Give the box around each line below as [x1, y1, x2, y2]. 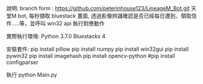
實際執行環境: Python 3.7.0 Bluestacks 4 [6, 33, 106, 40]
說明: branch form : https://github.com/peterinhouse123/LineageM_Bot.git [6, 5, 190, 11]
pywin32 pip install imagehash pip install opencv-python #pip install [6, 53, 175, 59]
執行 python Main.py [6, 71, 57, 78]
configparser [6, 59, 39, 66]
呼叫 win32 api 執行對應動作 [35, 20, 105, 27]
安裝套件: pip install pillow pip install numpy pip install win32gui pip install [6, 45, 189, 53]
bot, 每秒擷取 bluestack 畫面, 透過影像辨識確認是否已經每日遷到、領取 [18, 12, 192, 19]
